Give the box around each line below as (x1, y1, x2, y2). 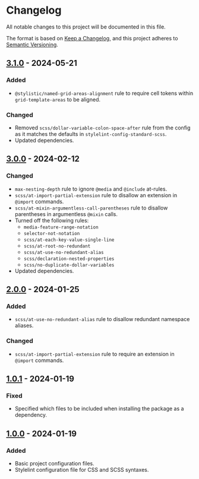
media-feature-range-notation (23, 224, 99, 230)
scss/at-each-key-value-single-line (23, 237, 115, 243)
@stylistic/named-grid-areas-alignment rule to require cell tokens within (14, 90, 194, 97)
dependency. (14, 411, 48, 418)
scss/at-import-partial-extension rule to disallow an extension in (14, 191, 177, 199)
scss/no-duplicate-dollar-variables (23, 262, 115, 268)
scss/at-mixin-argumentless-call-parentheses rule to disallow (14, 204, 168, 211)
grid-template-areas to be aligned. (14, 96, 101, 103)
